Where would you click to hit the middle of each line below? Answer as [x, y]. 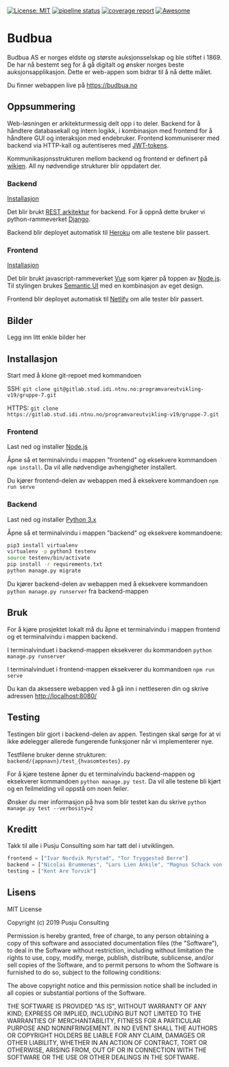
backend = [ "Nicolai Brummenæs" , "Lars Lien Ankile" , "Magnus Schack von [115, 865]
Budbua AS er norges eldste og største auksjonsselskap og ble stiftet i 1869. [114, 57]
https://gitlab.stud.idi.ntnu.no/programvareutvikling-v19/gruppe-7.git [113, 414]
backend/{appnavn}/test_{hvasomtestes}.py [69, 761]
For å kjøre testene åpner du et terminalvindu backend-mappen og [101, 774]
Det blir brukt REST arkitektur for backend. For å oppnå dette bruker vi [106, 212]
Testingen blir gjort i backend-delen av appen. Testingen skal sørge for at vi [114, 734]
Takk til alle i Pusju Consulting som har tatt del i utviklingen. [91, 846]
